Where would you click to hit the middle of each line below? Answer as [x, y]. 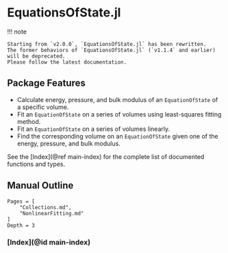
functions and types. [36, 164]
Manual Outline [40, 185]
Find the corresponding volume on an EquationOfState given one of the [117, 136]
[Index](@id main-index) [49, 243]
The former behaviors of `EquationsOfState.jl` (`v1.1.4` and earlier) [111, 50]
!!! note [17, 32]
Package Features [46, 83]
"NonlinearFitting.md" [52, 213]
